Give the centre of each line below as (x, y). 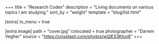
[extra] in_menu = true (28, 22)
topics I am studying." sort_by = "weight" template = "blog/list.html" (73, 12)
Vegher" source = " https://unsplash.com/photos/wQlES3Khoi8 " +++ (74, 36)
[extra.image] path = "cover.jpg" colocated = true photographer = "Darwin (80, 31)
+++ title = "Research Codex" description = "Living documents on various (79, 7)
